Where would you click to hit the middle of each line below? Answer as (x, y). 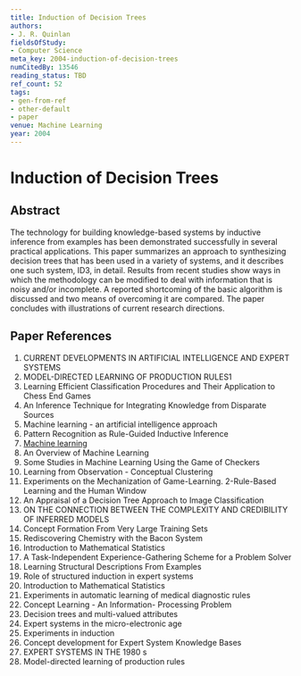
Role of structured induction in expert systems (108, 576)
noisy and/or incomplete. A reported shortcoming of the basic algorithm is (146, 289)
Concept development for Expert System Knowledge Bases (132, 642)
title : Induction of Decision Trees (78, 17)
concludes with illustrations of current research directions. (118, 308)
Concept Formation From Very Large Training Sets (115, 529)
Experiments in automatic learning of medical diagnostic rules (137, 595)
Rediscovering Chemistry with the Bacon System (113, 538)
